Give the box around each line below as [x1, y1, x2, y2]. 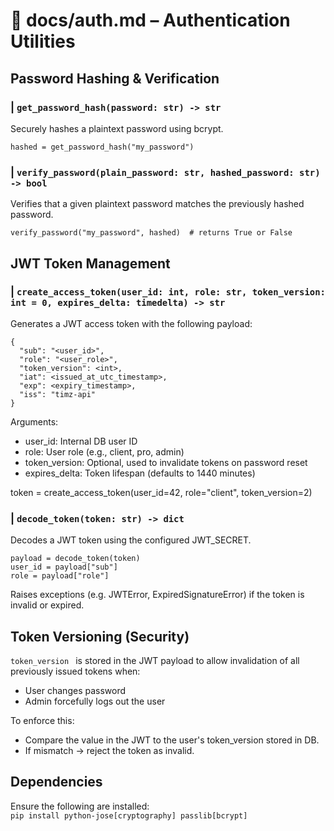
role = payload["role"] [10, 571, 110, 581]
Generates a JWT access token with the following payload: [10, 317, 253, 329]
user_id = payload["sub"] [10, 562, 118, 573]
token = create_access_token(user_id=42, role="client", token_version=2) [10, 486, 313, 498]
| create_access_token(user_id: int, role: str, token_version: [10, 285, 326, 299]
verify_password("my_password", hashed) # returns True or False [10, 228, 293, 238]
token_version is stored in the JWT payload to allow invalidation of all [10, 654, 300, 666]
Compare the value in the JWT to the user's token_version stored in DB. [24, 734, 320, 746]
